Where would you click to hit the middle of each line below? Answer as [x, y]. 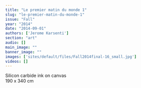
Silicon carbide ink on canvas [36, 75]
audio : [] [16, 43]
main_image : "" [21, 47]
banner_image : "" [23, 52]
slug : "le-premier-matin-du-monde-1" [45, 15]
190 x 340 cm [19, 81]
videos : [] [17, 61]
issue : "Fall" [20, 19]
